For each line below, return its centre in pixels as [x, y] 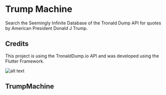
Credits [17, 44]
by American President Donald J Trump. [46, 28]
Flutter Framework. [25, 61]
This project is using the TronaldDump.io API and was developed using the [82, 56]
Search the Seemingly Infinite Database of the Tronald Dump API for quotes [83, 23]
